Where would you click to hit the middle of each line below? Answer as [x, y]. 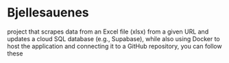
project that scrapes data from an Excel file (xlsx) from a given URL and [108, 32]
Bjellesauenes [48, 13]
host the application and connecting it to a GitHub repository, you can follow [114, 46]
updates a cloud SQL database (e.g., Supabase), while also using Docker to [114, 38]
